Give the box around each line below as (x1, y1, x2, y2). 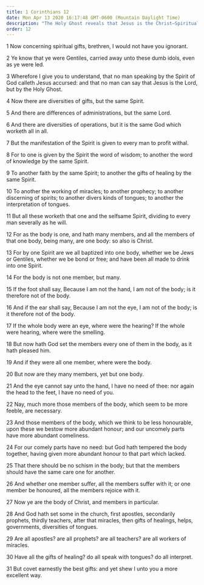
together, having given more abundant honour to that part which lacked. (6, 450, 186, 458)
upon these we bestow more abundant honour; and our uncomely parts (6, 425, 185, 433)
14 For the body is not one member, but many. (6, 274, 121, 281)
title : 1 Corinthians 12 (6, 9, 69, 15)
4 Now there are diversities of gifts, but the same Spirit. (6, 97, 144, 105)
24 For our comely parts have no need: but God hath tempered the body (6, 444, 187, 451)
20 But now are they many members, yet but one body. (6, 370, 144, 378)
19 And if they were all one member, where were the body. (6, 359, 152, 366)
